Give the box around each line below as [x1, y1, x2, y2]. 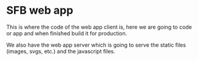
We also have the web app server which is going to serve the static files [6, 41, 186, 48]
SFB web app [6, 4, 73, 17]
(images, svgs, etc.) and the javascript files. [6, 47, 115, 54]
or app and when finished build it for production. [6, 29, 128, 36]
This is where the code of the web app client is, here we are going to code [6, 23, 193, 30]
